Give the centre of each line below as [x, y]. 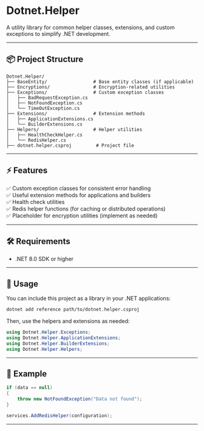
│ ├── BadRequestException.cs [47, 98]
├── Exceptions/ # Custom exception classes [85, 92]
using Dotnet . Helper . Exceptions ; [49, 332]
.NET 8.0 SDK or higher [44, 259]
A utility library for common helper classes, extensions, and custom [90, 27]
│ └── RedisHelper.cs [36, 140]
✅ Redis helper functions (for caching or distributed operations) [86, 209]
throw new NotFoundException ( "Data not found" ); [80, 399]
